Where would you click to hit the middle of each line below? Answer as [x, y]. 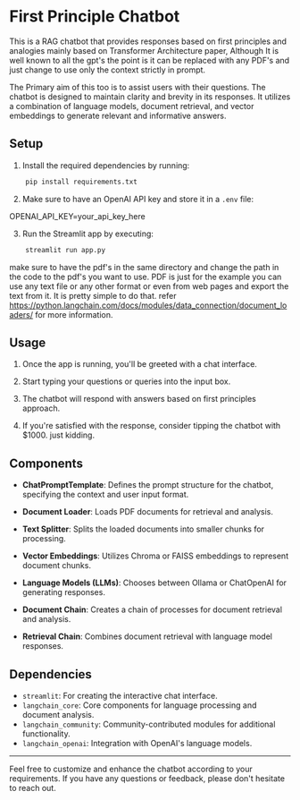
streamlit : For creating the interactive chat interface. [120, 695]
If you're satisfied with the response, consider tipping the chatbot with [151, 426]
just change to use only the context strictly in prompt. [108, 70]
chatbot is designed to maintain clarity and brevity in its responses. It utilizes [150, 97]
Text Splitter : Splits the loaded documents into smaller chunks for [143, 529]
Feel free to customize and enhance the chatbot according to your [131, 769]
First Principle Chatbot [95, 17]
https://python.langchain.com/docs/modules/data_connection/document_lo [148, 305]
